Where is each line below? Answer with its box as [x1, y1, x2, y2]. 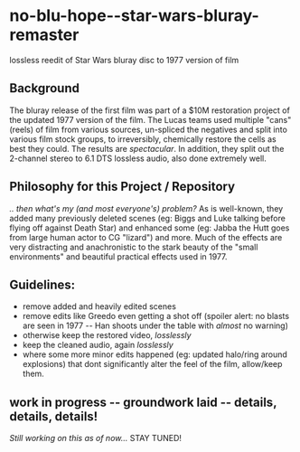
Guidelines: [9, 277, 76, 292]
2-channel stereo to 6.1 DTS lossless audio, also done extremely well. [9, 153, 267, 164]
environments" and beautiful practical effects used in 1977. [9, 250, 228, 262]
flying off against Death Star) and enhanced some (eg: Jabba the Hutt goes [9, 222, 290, 233]
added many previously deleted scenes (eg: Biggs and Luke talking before [9, 212, 286, 223]
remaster [9, 24, 80, 45]
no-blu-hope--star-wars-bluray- [9, 5, 259, 26]
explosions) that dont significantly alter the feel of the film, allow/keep [22, 359, 283, 370]
